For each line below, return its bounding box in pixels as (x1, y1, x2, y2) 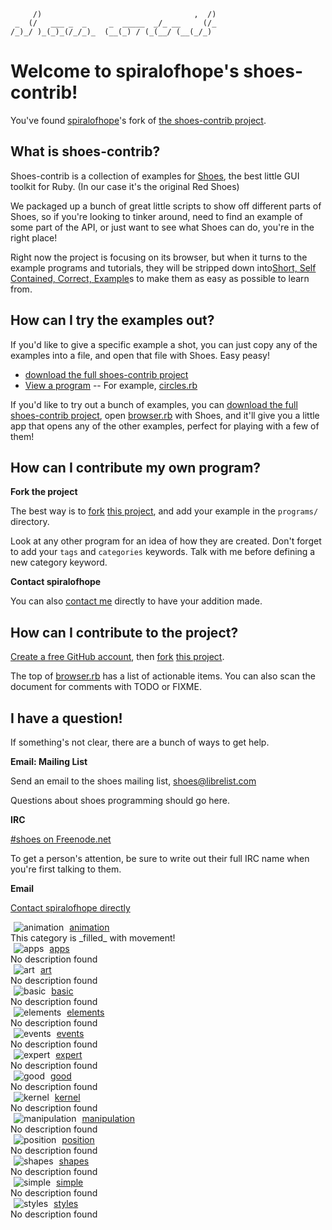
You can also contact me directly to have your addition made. (10, 595, 263, 607)
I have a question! (10, 710, 123, 727)
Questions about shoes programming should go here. (10, 795, 230, 806)
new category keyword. (10, 556, 108, 569)
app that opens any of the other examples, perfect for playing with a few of (10, 420, 320, 432)
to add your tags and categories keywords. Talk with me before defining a (10, 546, 316, 558)
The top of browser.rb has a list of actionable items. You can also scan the (10, 670, 316, 682)
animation (69, 921, 110, 933)
